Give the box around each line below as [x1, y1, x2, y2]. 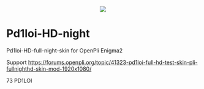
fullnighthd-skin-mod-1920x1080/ [6, 65, 92, 73]
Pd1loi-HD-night [6, 27, 90, 41]
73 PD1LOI [6, 77, 32, 84]
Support [6, 59, 27, 66]
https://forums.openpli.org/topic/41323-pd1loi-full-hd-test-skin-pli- [28, 59, 198, 66]
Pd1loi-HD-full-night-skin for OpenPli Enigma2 [6, 46, 123, 54]
